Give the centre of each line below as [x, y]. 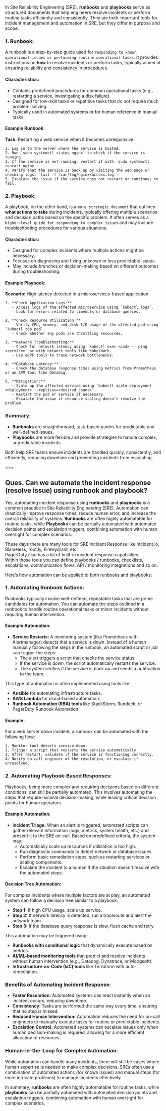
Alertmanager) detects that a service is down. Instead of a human [79, 642]
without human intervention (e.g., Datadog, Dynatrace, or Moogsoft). [82, 961]
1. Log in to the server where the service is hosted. [63, 148]
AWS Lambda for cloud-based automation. [56, 699]
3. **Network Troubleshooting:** [40, 342]
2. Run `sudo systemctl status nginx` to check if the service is [75, 153]
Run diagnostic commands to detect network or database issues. [86, 852]
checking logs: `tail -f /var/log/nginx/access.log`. [62, 175]
